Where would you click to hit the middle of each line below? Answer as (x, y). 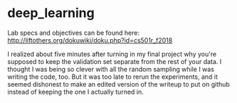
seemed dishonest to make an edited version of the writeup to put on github (118, 84)
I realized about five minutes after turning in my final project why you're (112, 54)
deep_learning (51, 13)
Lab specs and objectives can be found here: (74, 33)
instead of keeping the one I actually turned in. (75, 92)
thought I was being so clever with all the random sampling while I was (111, 69)
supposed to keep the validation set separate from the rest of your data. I (115, 61)
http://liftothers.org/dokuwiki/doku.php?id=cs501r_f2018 (90, 40)
